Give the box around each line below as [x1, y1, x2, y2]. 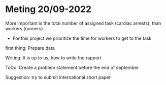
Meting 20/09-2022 [5, 4, 92, 15]
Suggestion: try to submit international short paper [5, 74, 111, 80]
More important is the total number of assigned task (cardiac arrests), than [5, 20, 161, 26]
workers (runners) [5, 25, 43, 31]
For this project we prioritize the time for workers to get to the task [12, 35, 152, 41]
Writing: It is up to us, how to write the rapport [5, 54, 102, 61]
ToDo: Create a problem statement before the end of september [5, 64, 139, 70]
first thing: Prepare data [5, 45, 55, 51]
